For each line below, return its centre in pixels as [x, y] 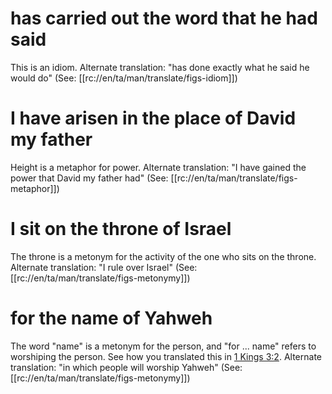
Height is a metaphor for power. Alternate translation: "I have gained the [158, 167]
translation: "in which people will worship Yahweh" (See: [126, 367]
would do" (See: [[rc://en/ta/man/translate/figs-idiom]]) [124, 78]
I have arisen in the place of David [153, 118]
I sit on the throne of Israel [121, 229]
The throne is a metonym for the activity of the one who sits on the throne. [163, 256]
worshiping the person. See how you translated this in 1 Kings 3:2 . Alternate [166, 356]
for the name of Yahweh [111, 318]
